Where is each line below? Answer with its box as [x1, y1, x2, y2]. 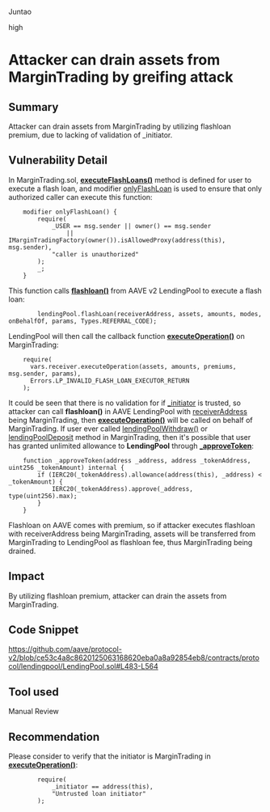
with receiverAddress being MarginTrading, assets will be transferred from [8, 529, 256, 539]
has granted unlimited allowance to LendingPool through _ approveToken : [8, 441, 255, 450]
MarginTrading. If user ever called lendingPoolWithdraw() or [8, 424, 208, 433]
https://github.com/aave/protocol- [8, 645, 123, 654]
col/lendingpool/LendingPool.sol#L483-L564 [8, 662, 159, 671]
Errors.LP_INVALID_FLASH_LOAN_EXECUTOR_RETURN [29, 376, 190, 385]
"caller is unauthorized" [51, 250, 139, 258]
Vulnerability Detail [8, 154, 108, 167]
